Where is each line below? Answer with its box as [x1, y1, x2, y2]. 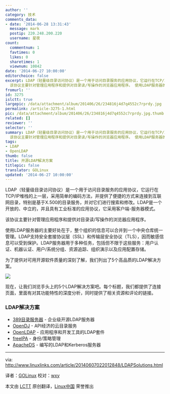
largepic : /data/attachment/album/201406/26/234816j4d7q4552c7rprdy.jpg [5, 102, 162, 107]
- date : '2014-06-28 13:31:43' [5, 21, 71, 27]
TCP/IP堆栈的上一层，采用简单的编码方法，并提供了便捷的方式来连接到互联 [5, 193, 162, 199]
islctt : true [5, 97, 33, 102]
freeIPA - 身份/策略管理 [12, 335, 61, 341]
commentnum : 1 [10, 45, 39, 50]
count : [5, 41, 19, 46]
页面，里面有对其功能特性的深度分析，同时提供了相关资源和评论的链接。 [5, 290, 156, 296]
